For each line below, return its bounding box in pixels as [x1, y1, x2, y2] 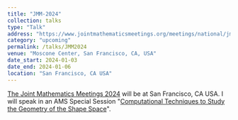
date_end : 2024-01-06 [7, 63, 72, 70]
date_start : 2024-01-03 [7, 57, 78, 64]
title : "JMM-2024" [7, 10, 62, 18]
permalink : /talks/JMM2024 [7, 43, 87, 50]
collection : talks [7, 17, 62, 24]
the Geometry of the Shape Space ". [7, 104, 111, 113]
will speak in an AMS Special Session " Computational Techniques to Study [7, 97, 225, 105]
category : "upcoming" [7, 37, 72, 44]
